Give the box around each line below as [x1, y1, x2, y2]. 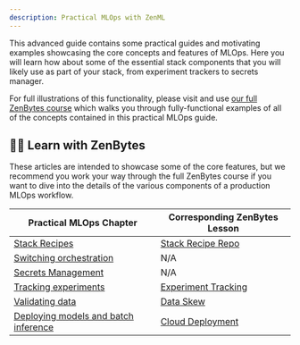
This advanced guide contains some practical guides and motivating [9, 38, 261, 48]
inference [13, 321, 54, 333]
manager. [9, 75, 45, 86]
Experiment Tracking [160, 281, 248, 293]
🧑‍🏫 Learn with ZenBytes [9, 138, 146, 153]
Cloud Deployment [160, 316, 239, 328]
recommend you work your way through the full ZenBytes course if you [9, 171, 272, 181]
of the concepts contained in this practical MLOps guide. [9, 112, 219, 122]
